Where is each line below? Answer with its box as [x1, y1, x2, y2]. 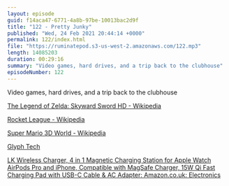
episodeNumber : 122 [7, 69, 64, 76]
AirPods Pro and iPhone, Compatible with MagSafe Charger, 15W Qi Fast [7, 163, 216, 171]
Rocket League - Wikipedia [7, 115, 85, 123]
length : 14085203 [7, 50, 58, 57]
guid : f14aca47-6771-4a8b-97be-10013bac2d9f [7, 17, 139, 24]
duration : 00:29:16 [7, 56, 64, 63]
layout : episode [7, 10, 54, 17]
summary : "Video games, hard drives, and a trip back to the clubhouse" [7, 62, 223, 69]
